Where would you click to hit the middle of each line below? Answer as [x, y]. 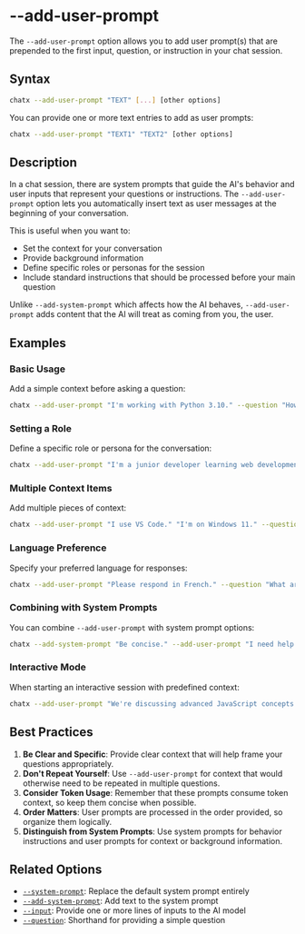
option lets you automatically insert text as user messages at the [156, 204]
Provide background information [83, 258]
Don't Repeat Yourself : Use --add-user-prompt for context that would [152, 773]
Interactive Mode [48, 667]
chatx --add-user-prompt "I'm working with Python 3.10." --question [144, 405]
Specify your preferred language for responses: [98, 568]
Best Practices [51, 732]
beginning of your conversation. [69, 214]
